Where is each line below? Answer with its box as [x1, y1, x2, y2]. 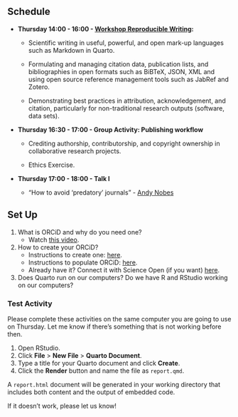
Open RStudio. [17, 344, 60, 352]
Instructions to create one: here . [28, 250, 123, 259]
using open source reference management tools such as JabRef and [28, 75, 229, 83]
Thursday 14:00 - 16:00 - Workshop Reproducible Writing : [17, 24, 194, 33]
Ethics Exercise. [28, 160, 75, 169]
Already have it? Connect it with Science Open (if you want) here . [28, 265, 220, 274]
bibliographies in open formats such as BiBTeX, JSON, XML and [28, 67, 215, 76]
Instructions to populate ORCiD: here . [28, 258, 138, 267]
